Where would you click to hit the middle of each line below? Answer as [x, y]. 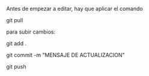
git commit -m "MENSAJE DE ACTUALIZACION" [65, 55]
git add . [17, 43]
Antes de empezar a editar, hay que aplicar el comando [74, 9]
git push [17, 66]
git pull [15, 20]
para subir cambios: [31, 32]
